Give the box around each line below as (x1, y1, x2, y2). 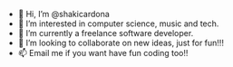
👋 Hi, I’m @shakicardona (17, 9, 111, 19)
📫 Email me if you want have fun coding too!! (17, 48, 189, 58)
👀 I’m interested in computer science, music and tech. (17, 18, 219, 29)
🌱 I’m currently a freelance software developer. (17, 28, 194, 38)
